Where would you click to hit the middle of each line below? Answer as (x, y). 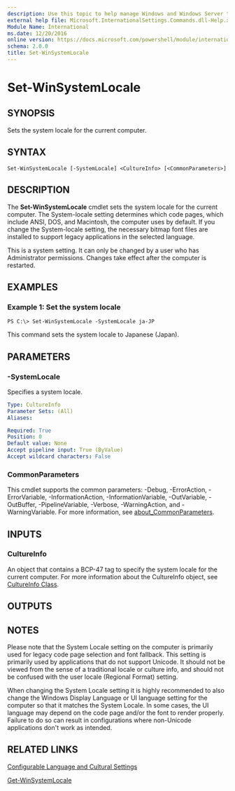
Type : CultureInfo (34, 405)
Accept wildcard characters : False (59, 457)
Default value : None (37, 444)
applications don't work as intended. (60, 728)
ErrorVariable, (27, 497)
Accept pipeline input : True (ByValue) (65, 450)
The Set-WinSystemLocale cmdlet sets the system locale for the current (113, 207)
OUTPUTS (30, 606)
